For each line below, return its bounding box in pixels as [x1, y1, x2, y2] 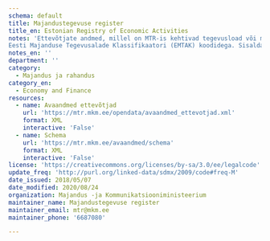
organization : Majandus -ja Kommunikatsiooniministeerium [8, 190, 207, 199]
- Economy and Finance [15, 86, 92, 95]
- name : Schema [15, 131, 67, 139]
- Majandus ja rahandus [15, 71, 95, 80]
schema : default [8, 11, 63, 20]
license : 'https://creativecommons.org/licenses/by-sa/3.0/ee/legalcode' [8, 161, 261, 170]
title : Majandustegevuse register [8, 19, 125, 27]
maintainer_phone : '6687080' [8, 214, 106, 222]
